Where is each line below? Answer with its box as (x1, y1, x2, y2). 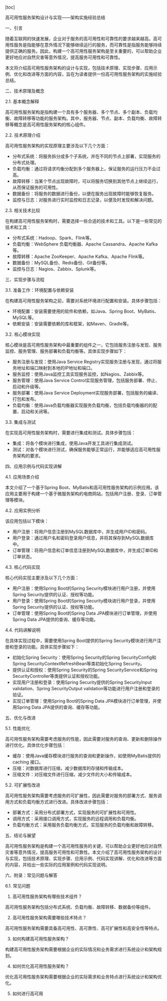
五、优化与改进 (5, 715, 36, 721)
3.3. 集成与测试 (5, 419, 36, 425)
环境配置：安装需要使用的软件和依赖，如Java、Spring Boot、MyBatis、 (12, 308, 159, 314)
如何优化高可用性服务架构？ (12, 963, 70, 969)
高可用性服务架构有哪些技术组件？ (12, 893, 83, 899)
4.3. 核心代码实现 (5, 564, 41, 570)
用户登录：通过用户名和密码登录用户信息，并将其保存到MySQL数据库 (12, 535, 154, 541)
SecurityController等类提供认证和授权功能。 (12, 673, 102, 679)
